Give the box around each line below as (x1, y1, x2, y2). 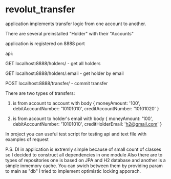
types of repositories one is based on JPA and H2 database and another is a (5, 157, 166, 163)
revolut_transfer (5, 4, 76, 15)
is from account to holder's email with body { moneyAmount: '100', (12, 115, 153, 122)
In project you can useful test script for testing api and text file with (5, 131, 147, 137)
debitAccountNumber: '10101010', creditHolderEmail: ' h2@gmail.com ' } (12, 121, 162, 127)
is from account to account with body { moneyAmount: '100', (12, 100, 141, 106)
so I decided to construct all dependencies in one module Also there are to (5, 151, 163, 157)
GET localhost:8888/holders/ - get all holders (5, 60, 101, 66)
